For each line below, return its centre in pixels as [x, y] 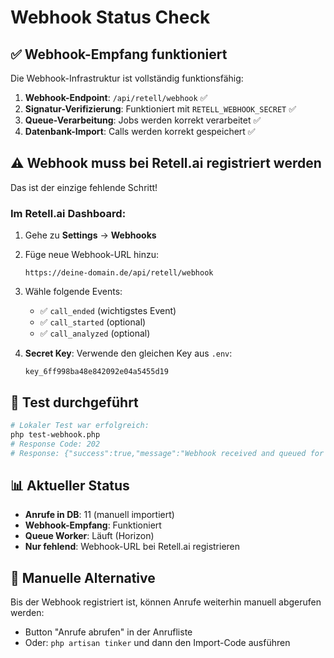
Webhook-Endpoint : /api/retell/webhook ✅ [116, 97]
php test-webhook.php [55, 434]
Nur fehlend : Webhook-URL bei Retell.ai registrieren [132, 547]
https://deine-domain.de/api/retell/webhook [119, 273]
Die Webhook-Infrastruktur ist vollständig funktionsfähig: [127, 78]
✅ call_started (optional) [93, 322]
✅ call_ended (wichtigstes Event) [108, 311]
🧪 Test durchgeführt [74, 402]
